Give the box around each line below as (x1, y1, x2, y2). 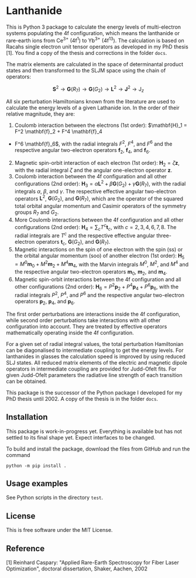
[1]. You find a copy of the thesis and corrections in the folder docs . (6, 49, 167, 56)
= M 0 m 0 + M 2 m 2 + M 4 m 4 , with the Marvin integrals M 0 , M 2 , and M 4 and (14, 259, 189, 269)
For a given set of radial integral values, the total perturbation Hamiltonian (6, 340, 184, 347)
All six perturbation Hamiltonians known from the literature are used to (6, 98, 176, 105)
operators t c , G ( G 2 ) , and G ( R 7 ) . (36, 238, 111, 247)
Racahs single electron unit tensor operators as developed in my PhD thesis (6, 43, 188, 50)
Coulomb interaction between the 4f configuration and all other (14, 173, 167, 180)
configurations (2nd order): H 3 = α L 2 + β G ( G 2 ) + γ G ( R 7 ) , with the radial (14, 179, 186, 188)
